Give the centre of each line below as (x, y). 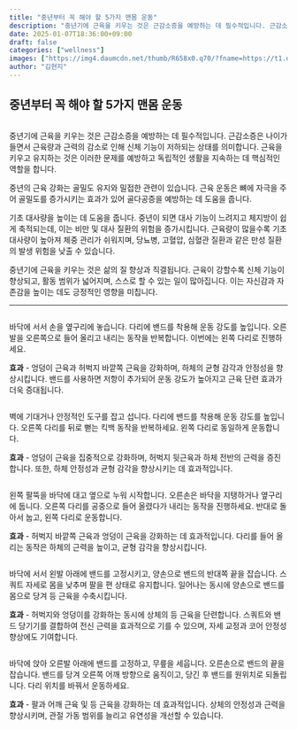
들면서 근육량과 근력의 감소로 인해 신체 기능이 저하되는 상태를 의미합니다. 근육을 (146, 146)
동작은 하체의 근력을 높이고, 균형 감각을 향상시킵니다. (116, 547)
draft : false (33, 42)
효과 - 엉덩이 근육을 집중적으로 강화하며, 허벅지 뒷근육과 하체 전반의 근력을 (137, 457)
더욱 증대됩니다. (37, 390)
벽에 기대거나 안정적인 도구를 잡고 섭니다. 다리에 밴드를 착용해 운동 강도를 (135, 416)
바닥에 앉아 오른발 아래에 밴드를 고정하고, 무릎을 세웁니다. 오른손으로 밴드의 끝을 (147, 663)
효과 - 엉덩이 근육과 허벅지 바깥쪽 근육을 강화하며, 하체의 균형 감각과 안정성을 (141, 368)
